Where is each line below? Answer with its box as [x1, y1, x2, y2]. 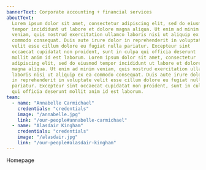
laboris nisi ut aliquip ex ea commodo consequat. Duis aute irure [12, 72, 188, 78]
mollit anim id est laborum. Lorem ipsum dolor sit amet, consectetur [12, 54, 196, 61]
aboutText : [6, 15, 34, 21]
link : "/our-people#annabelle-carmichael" [17, 117, 128, 123]
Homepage [6, 157, 35, 164]
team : [6, 94, 20, 100]
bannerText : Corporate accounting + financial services [6, 9, 152, 15]
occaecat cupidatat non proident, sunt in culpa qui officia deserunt [12, 49, 196, 55]
